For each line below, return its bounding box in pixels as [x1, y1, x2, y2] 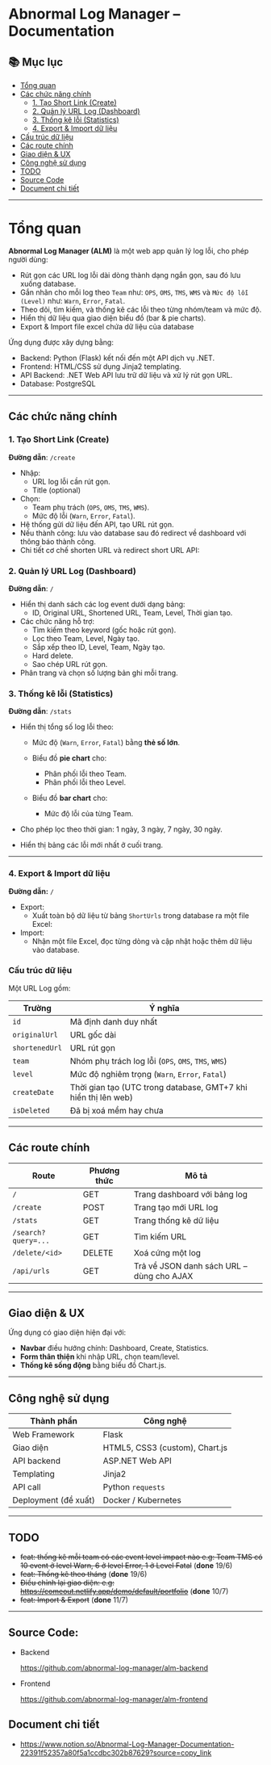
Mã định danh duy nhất [69, 1016, 158, 1027]
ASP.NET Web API [102, 1455, 172, 1466]
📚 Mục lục [8, 55, 64, 69]
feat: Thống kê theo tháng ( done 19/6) [19, 1570, 148, 1579]
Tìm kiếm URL [133, 1230, 187, 1242]
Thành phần [30, 1415, 78, 1427]
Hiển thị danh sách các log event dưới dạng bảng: [19, 599, 186, 609]
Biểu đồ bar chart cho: [31, 793, 108, 803]
